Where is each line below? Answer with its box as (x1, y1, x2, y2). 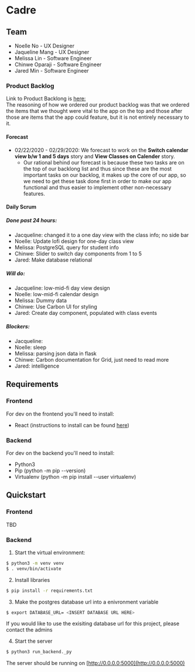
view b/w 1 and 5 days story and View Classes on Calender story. (14, 153, 176, 160)
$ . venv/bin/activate (6, 565, 61, 571)
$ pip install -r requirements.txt (6, 588, 93, 594)
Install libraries (14, 576, 50, 583)
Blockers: (6, 323, 30, 330)
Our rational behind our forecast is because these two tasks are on (23, 159, 184, 166)
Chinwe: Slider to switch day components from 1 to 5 (14, 250, 142, 258)
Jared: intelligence (14, 362, 60, 369)
